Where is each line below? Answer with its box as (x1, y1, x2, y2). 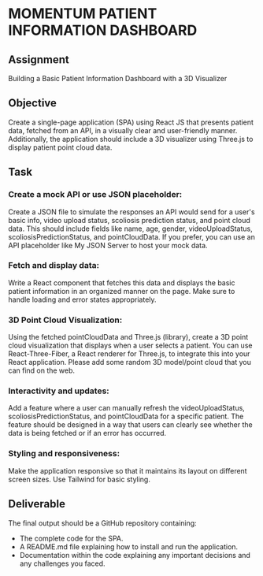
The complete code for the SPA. (19, 533, 124, 543)
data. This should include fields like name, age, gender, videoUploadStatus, (8, 224, 254, 233)
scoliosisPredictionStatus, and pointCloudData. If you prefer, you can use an (8, 232, 256, 241)
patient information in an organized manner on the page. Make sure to (8, 286, 235, 295)
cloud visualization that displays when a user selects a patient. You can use (8, 340, 253, 351)
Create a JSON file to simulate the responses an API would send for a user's (8, 206, 255, 217)
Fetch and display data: (8, 260, 100, 271)
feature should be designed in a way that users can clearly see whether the (8, 420, 254, 429)
